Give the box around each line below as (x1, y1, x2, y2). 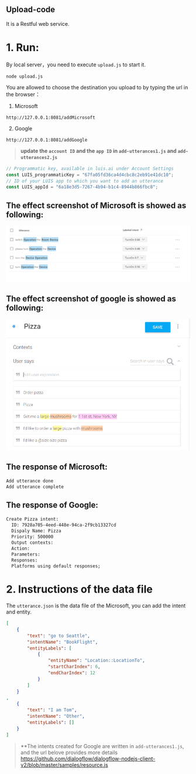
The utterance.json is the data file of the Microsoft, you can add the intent (6, 602, 186, 610)
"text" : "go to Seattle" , (27, 632, 91, 639)
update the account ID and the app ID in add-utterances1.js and (20, 147, 177, 154)
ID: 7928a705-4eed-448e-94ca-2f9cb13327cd (11, 522, 116, 528)
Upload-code (6, 5, 56, 15)
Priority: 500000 (11, 534, 54, 540)
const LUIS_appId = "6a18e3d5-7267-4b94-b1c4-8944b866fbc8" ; (6, 184, 159, 190)
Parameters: (11, 551, 41, 557)
